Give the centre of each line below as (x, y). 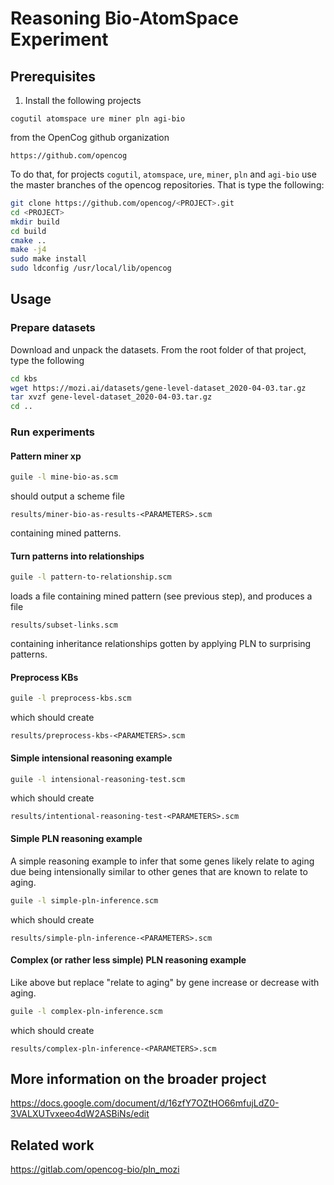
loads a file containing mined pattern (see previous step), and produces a (161, 596)
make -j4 (28, 250)
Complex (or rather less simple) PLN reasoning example (128, 960)
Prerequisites (53, 76)
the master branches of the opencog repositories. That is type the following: (167, 185)
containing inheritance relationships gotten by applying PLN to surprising (161, 644)
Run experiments (53, 432)
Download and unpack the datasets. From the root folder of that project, (158, 349)
